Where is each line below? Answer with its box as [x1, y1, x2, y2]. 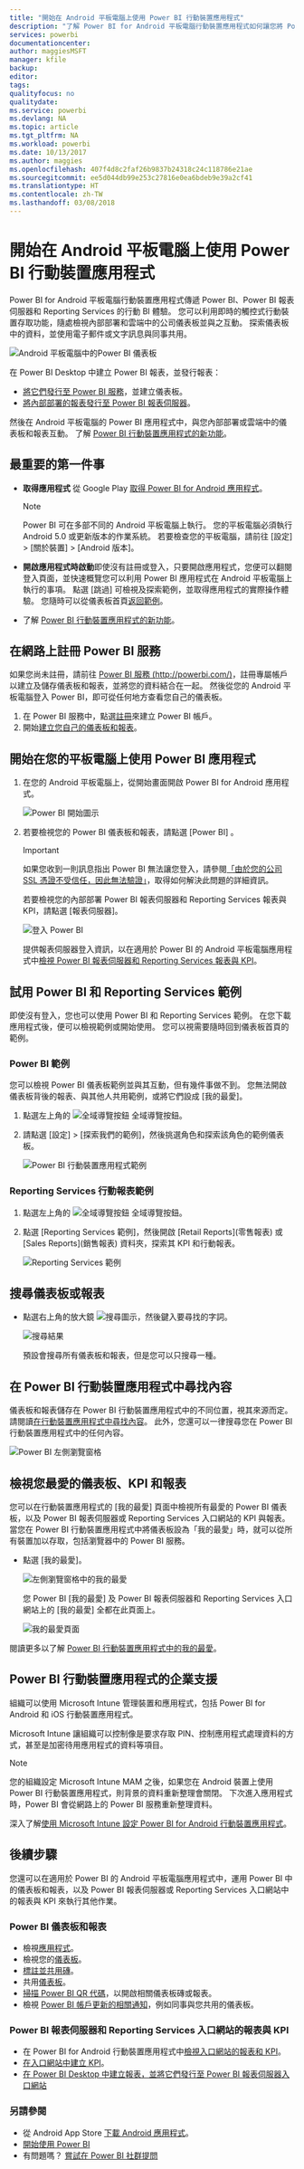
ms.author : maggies [9, 156, 83, 166]
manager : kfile [9, 55, 67, 64]
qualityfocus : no [9, 89, 75, 98]
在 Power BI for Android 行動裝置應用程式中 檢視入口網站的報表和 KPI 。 [22, 2046, 287, 2057]
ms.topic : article [9, 123, 79, 132]
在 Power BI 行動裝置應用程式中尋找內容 [9, 1379, 233, 1394]
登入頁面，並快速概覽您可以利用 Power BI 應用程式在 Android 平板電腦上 [22, 572, 292, 584]
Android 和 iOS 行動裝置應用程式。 [9, 1708, 138, 1719]
